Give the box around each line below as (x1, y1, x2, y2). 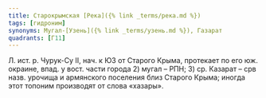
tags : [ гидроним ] (8, 19, 66, 27)
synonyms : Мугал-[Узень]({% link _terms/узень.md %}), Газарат (8, 26, 223, 34)
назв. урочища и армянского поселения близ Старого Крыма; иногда (8, 73, 245, 82)
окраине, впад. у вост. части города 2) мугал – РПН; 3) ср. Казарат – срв (8, 65, 256, 74)
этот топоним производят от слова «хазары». (8, 81, 164, 91)
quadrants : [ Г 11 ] (8, 33, 66, 42)
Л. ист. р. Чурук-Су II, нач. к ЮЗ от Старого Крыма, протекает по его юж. (8, 56, 259, 65)
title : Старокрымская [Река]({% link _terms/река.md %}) (8, 11, 201, 20)
